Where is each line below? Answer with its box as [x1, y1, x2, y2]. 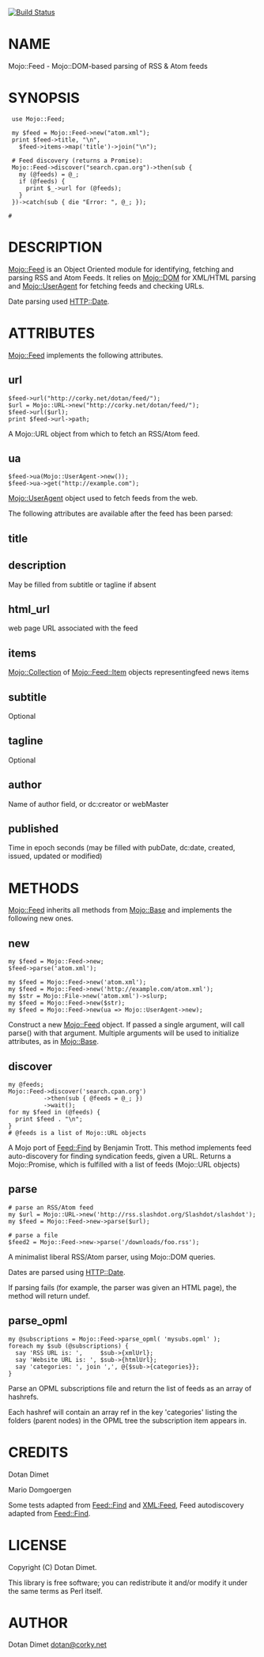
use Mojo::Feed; [11, 115, 66, 123]
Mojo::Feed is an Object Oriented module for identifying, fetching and [8, 264, 235, 274]
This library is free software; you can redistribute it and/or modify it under [8, 1578, 248, 1587]
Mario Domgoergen [8, 1485, 72, 1494]
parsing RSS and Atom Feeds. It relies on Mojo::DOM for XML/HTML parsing [8, 273, 257, 282]
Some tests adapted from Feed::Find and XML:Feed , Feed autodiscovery [8, 1500, 244, 1510]
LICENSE [8, 1536, 67, 1554]
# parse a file [8, 1231, 58, 1239]
